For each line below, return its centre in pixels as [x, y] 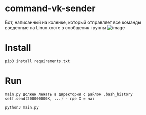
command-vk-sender [50, 9]
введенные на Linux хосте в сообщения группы [56, 27]
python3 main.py [22, 107]
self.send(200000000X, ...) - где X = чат [50, 99]
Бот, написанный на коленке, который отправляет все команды [73, 22]
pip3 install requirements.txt [38, 61]
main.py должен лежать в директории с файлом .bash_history [69, 94]
